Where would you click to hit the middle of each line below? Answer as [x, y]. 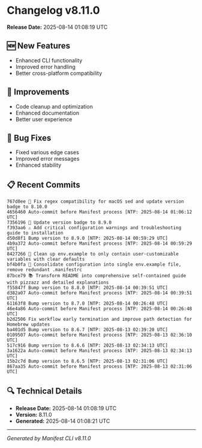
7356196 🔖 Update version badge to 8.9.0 [59, 223]
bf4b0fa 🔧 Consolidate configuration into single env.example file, [94, 264]
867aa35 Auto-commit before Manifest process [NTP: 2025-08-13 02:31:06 [100, 366]
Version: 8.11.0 [34, 415]
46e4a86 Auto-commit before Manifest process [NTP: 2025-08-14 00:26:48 [100, 309]
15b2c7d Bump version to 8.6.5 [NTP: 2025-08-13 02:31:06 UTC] [88, 361]
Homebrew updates [28, 324]
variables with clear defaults [46, 259]
